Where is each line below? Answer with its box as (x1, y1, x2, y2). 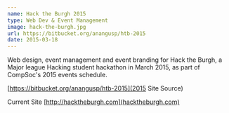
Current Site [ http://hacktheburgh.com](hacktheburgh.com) (7, 98, 181, 106)
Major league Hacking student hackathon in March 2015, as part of (7, 63, 200, 72)
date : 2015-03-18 (7, 36, 58, 44)
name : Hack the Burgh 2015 (7, 10, 86, 18)
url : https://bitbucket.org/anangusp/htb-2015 (7, 29, 146, 37)
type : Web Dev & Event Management (7, 17, 109, 24)
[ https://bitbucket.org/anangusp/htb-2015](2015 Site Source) (7, 84, 184, 93)
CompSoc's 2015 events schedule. (7, 71, 107, 79)
